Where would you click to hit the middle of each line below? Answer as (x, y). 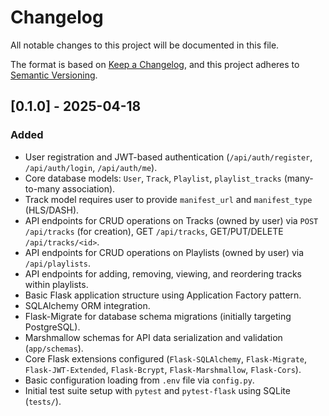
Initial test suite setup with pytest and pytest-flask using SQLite (157, 390)
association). (89, 188)
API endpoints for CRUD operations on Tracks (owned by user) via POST (171, 220)
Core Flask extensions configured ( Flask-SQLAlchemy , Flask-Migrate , (166, 358)
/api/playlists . (58, 263)
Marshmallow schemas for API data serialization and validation (153, 337)
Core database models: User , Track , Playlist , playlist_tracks (153, 178)
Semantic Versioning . (54, 75)
